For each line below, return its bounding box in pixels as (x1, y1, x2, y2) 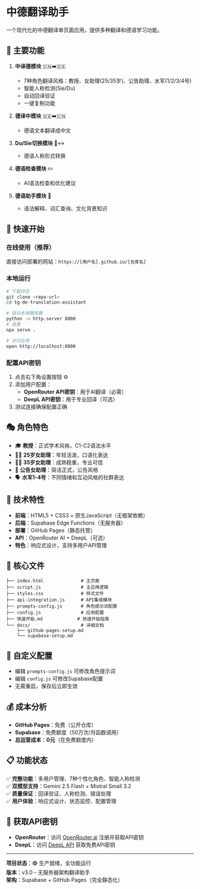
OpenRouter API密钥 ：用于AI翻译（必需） (23, 388, 127, 395)
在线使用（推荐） (6, 243, 55, 252)
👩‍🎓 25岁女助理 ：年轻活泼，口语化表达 (14, 451, 108, 458)
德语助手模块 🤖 (14, 192, 52, 199)
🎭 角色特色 (6, 422, 49, 433)
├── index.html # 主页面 (6, 578, 100, 584)
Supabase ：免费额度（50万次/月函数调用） (14, 728, 122, 735)
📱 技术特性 (6, 495, 45, 505)
